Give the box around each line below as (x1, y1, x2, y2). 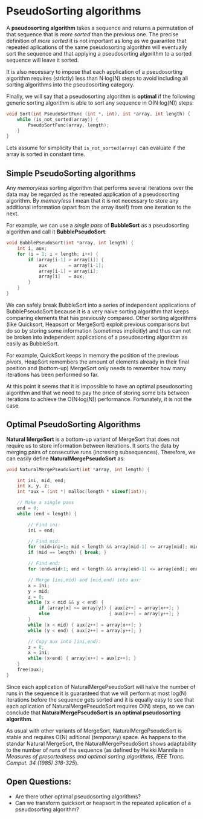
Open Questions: (6, 777, 71, 787)
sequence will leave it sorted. (6, 56, 79, 64)
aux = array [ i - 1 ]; (38, 262, 104, 269)
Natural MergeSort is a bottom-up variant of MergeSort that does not (6, 436, 180, 443)
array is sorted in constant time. (6, 151, 86, 158)
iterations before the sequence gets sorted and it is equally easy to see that (6, 696, 195, 703)
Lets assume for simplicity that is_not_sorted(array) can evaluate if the (6, 144, 185, 152)
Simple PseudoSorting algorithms (6, 168, 136, 178)
